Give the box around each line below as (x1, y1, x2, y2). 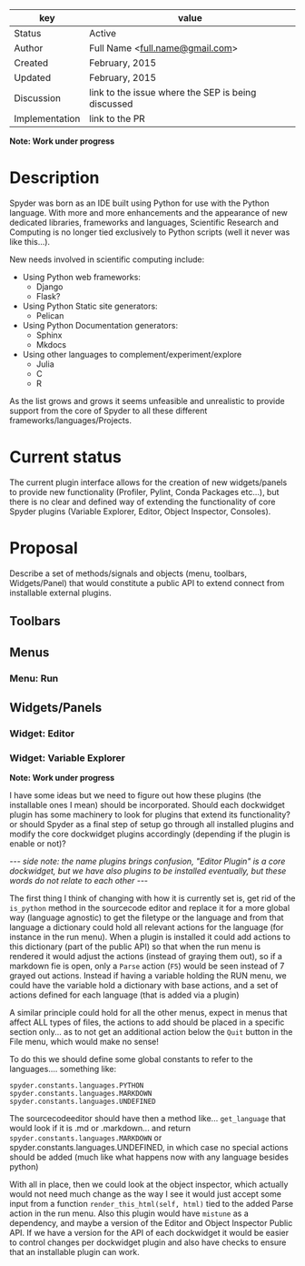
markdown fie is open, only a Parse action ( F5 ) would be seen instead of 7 (9, 960, 285, 972)
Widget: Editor (9, 727, 75, 740)
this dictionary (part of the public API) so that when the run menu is (9, 941, 261, 952)
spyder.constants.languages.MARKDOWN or (9, 1132, 162, 1143)
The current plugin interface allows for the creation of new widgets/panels (9, 477, 288, 488)
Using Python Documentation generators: (22, 319, 179, 330)
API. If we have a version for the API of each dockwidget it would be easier (9, 1228, 289, 1239)
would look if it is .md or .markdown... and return (9, 1123, 192, 1134)
